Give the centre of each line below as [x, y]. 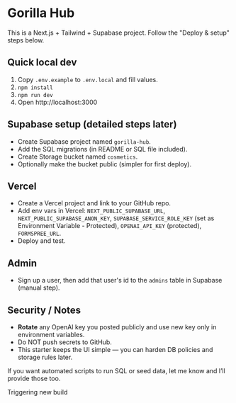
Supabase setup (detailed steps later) [92, 124]
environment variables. [51, 335]
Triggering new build [38, 392]
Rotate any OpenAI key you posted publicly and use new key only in [117, 327]
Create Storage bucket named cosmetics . [78, 157]
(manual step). [39, 288]
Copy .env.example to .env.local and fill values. [88, 79]
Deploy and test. [41, 241]
